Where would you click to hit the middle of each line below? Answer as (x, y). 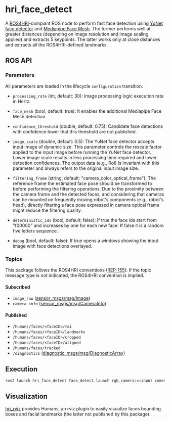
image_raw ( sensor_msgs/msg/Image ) (51, 298)
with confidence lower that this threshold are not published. (75, 131)
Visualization (27, 396)
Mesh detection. (30, 116)
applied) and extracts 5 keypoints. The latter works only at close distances (83, 39)
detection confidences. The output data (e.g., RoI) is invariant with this (86, 163)
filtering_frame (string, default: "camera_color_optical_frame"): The (84, 178)
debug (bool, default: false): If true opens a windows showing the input (85, 241)
